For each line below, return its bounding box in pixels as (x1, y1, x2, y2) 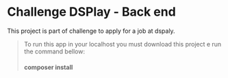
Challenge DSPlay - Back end (7, 4, 176, 20)
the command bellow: (23, 47, 86, 55)
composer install (23, 63, 73, 71)
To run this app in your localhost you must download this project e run (23, 40, 222, 48)
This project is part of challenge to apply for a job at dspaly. (7, 27, 176, 35)
